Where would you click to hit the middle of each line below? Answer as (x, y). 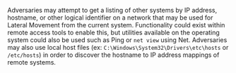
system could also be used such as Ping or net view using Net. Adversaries (117, 40)
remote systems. (32, 62)
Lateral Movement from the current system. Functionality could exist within (116, 25)
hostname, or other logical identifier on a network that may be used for (110, 18)
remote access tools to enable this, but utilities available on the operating (114, 32)
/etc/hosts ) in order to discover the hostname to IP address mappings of (113, 55)
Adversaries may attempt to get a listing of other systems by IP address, (112, 10)
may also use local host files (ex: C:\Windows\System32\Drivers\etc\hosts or (118, 47)
